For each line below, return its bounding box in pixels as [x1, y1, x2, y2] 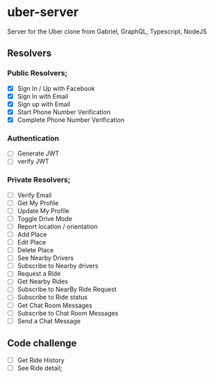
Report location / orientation [17, 222, 98, 231]
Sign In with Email [17, 92, 68, 100]
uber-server [7, 4, 79, 20]
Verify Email [17, 191, 52, 199]
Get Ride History [17, 356, 65, 364]
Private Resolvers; [7, 175, 71, 185]
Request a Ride [17, 270, 61, 278]
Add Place [17, 230, 47, 238]
